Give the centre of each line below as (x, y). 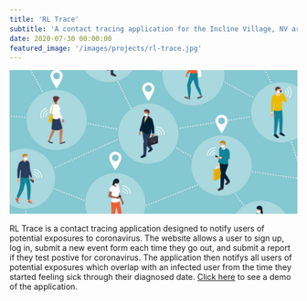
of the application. (43, 286)
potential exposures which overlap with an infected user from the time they (151, 267)
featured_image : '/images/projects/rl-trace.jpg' (106, 48)
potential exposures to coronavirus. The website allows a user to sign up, (147, 238)
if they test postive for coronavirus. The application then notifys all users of (151, 258)
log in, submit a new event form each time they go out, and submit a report (150, 248)
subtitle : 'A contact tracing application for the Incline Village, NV (148, 29)
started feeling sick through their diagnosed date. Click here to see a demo (150, 277)
